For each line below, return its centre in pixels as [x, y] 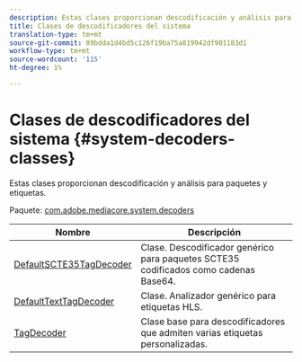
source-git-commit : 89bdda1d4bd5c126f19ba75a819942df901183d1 [128, 43]
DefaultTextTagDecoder [64, 301]
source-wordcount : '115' [56, 59]
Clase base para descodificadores [213, 322]
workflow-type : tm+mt [50, 51]
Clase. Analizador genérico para [209, 296]
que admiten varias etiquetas [202, 332]
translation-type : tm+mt [56, 34]
